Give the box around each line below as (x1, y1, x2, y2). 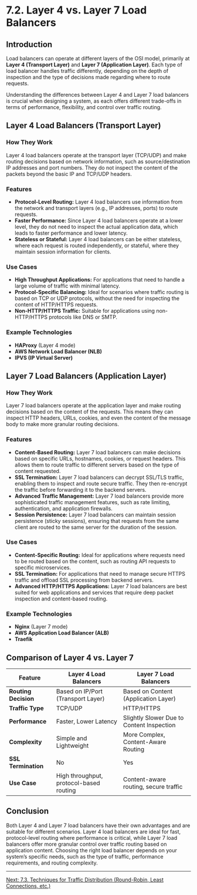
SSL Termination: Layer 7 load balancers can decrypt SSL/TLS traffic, (14, 474, 184, 481)
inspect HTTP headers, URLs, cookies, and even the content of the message (6, 414, 191, 421)
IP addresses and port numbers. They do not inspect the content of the (6, 164, 178, 171)
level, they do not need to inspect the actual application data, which (14, 223, 178, 230)
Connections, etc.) (6, 882, 51, 889)
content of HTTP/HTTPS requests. (14, 301, 98, 308)
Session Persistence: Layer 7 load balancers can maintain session (14, 511, 176, 518)
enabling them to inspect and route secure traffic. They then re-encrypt (14, 479, 188, 487)
